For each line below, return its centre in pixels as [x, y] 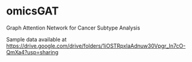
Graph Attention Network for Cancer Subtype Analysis [73, 28]
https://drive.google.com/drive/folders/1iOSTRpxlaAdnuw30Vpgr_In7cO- [96, 46]
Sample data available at [37, 39]
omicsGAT [32, 11]
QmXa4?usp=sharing [32, 52]
